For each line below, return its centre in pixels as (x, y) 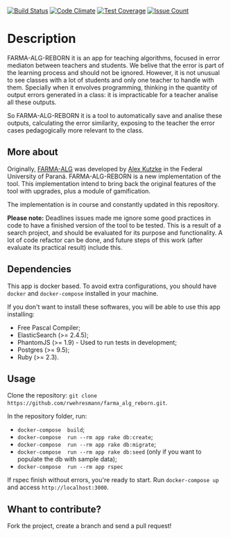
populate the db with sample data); (67, 459)
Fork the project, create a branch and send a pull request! (89, 526)
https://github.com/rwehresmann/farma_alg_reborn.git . (87, 403)
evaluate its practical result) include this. (65, 247)
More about (33, 152)
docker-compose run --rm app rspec (70, 467)
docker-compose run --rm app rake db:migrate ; (87, 445)
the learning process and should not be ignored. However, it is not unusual (113, 72)
